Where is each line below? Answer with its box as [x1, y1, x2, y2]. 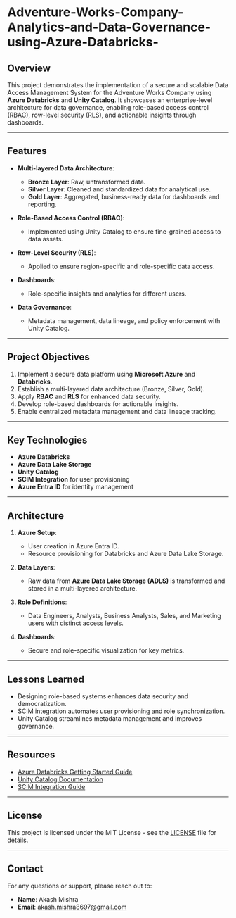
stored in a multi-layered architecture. [27, 584, 138, 593]
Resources [7, 749, 55, 761]
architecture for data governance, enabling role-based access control [7, 103, 209, 111]
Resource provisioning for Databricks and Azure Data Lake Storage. [27, 550, 224, 558]
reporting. [27, 200, 58, 208]
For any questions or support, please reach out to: [7, 881, 152, 890]
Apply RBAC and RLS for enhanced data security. [17, 392, 161, 401]
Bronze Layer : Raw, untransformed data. [27, 177, 146, 186]
